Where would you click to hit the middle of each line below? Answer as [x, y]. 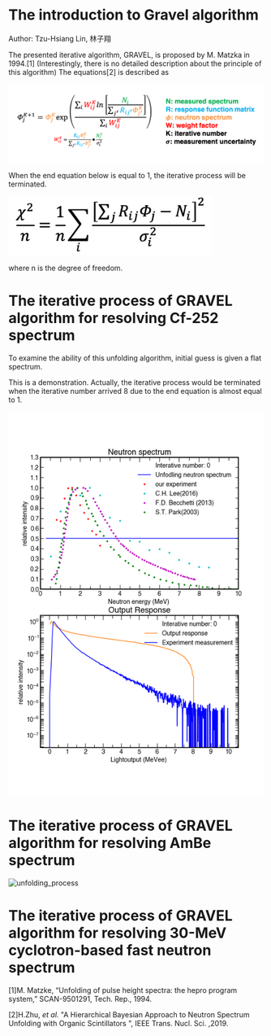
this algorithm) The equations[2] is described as [88, 72]
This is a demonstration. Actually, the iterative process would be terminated [135, 382]
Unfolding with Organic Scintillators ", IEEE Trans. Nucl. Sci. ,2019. [118, 1023]
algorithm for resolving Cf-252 [114, 318]
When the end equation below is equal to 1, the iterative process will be [127, 175]
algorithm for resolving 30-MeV [118, 933]
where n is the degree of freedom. [66, 268]
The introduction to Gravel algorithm [134, 15]
